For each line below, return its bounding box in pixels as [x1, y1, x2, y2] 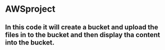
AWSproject [5, 3, 56, 15]
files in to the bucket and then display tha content [5, 30, 161, 39]
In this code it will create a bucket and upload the [5, 23, 159, 31]
